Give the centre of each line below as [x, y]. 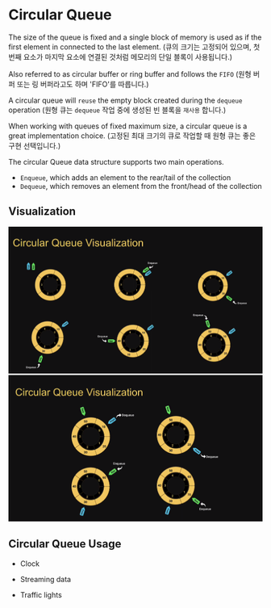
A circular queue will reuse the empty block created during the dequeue [125, 100]
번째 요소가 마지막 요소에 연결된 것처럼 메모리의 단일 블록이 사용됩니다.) [120, 57]
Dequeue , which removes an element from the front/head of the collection [141, 186]
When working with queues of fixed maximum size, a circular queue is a [128, 126]
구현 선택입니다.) [35, 145]
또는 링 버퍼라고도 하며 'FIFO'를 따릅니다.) [83, 84]
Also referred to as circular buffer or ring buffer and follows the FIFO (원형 [130, 73]
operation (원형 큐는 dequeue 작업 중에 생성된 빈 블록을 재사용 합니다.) [117, 110]
